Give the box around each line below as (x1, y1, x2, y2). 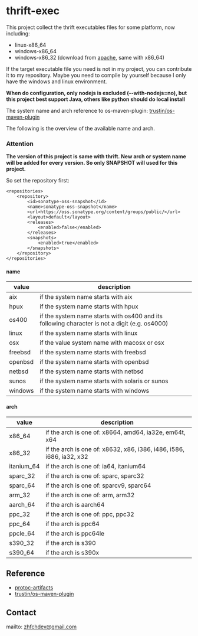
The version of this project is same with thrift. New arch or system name (6, 153, 187, 160)
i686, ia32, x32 (45, 452, 88, 461)
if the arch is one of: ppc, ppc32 (45, 510, 134, 518)
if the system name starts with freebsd (39, 348, 146, 357)
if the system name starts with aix (39, 293, 133, 301)
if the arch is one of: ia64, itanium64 (45, 462, 146, 470)
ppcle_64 (9, 529, 35, 537)
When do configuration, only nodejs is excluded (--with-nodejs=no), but (6, 89, 187, 96)
